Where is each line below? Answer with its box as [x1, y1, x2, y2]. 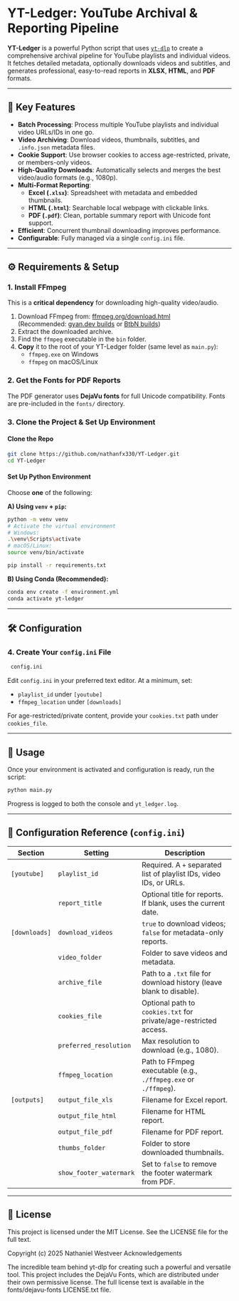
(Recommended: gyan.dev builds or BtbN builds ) [17, 320, 161, 328]
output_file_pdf [58, 1127, 113, 1136]
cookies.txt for [141, 1006, 193, 1016]
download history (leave [141, 977, 223, 987]
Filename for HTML [141, 1106, 206, 1116]
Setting [83, 847, 109, 857]
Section [17, 847, 45, 857]
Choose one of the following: [7, 488, 92, 496]
